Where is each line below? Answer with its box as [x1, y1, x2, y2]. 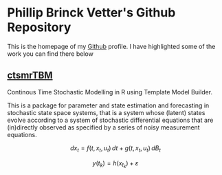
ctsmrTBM [7, 70, 53, 81]
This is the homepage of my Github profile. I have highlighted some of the [7, 42, 216, 50]
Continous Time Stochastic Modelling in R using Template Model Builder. [7, 87, 213, 96]
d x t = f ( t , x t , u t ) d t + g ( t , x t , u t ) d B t [69, 143, 162, 154]
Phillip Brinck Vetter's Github [7, 5, 176, 21]
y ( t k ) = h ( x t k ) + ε [92, 158, 139, 169]
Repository [7, 19, 71, 35]
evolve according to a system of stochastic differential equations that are [7, 116, 214, 124]
